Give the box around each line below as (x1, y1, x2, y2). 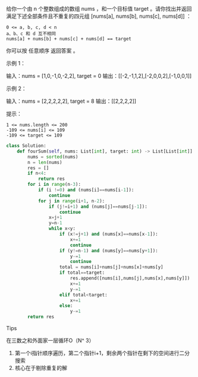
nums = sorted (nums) (27, 154, 78, 160)
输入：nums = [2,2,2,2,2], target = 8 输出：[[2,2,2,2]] (6, 97, 137, 104)
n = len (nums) (27, 159, 62, 165)
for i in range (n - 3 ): (27, 182, 81, 188)
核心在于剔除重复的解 (14, 365, 67, 371)
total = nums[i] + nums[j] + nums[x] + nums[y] (59, 264, 164, 270)
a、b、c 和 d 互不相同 (6, 31, 56, 37)
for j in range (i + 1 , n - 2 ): (37, 198, 105, 204)
